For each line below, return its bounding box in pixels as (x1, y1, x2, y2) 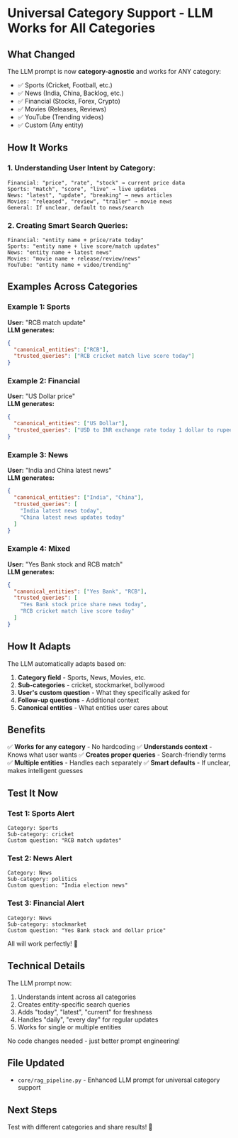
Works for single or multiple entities (17, 1022, 122, 1031)
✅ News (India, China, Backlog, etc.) (17, 89, 124, 97)
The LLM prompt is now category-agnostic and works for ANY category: (7, 67, 222, 75)
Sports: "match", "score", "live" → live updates (7, 185, 157, 192)
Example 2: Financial (7, 376, 80, 386)
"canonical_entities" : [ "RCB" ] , (13, 346, 110, 353)
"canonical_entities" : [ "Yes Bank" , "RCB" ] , (13, 588, 147, 595)
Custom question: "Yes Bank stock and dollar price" (7, 926, 166, 934)
